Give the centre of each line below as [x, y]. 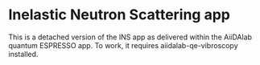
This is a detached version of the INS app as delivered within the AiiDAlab [130, 37]
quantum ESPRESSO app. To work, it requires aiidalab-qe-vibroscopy [124, 45]
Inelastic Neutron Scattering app [120, 15]
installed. [23, 54]
